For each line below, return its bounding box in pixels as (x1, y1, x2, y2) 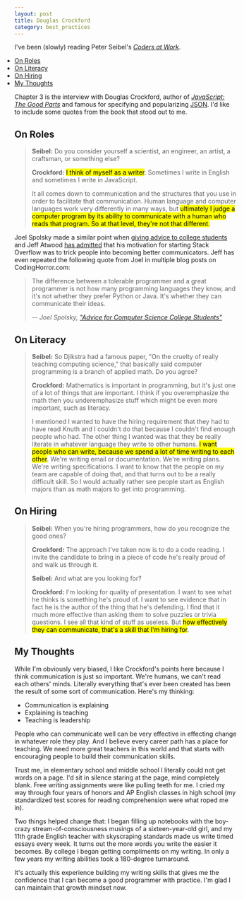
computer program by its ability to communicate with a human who (31, 212, 227, 221)
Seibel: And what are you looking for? (31, 574, 142, 582)
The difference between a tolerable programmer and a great (31, 277, 207, 286)
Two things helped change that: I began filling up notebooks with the (14, 817, 214, 825)
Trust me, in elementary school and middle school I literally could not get (14, 765, 226, 774)
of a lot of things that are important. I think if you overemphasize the (31, 389, 230, 396)
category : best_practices (14, 23, 90, 30)
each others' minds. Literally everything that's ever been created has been (14, 679, 231, 688)
